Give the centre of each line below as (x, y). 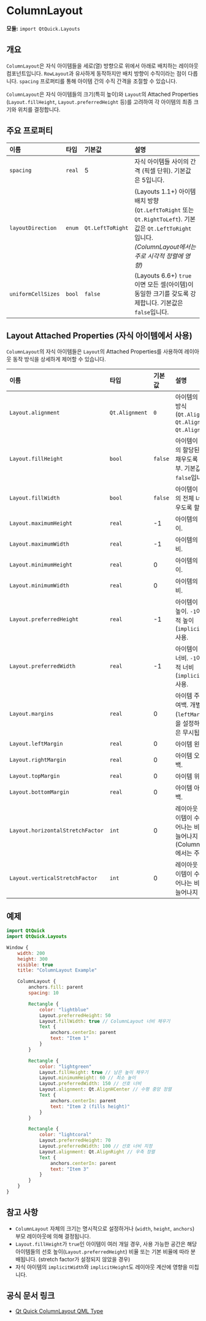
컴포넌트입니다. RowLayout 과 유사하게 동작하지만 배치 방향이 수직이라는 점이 (97, 73)
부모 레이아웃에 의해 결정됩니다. (53, 1236)
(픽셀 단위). (157, 171)
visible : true (35, 965)
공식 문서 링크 (31, 1296)
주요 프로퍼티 (30, 131)
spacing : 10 (44, 993)
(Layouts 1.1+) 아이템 (165, 191)
